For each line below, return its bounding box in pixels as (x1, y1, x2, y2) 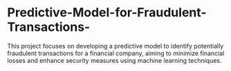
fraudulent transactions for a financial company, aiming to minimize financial (7, 49, 225, 57)
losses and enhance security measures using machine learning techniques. (7, 56, 223, 64)
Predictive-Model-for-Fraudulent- (7, 5, 207, 20)
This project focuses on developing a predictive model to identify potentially (7, 42, 224, 50)
